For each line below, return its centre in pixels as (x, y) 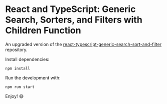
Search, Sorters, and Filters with (74, 20)
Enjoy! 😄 (15, 96)
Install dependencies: (27, 59)
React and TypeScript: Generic (70, 9)
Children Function (43, 30)
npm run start (20, 87)
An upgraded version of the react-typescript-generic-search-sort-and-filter (83, 44)
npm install (18, 68)
